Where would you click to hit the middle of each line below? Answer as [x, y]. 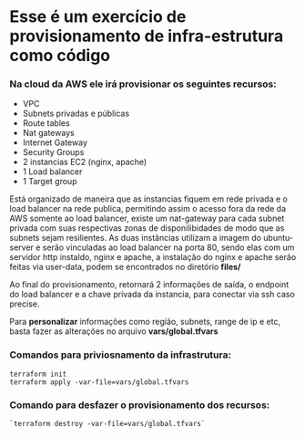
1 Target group [50, 182]
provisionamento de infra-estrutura [147, 36]
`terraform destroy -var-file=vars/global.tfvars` [107, 424]
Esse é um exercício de [98, 17]
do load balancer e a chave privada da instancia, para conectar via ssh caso [152, 295]
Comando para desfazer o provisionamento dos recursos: [140, 405]
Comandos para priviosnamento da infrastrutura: [121, 355]
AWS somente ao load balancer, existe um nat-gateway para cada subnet [147, 218]
